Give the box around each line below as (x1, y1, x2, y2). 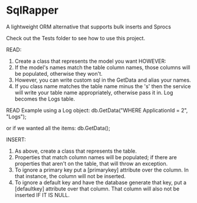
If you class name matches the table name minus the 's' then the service (14, 82, 191, 89)
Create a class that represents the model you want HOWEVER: (14, 57, 166, 65)
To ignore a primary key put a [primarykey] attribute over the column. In (14, 166, 189, 173)
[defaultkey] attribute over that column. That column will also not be (14, 185, 180, 192)
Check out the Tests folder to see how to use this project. (6, 34, 146, 41)
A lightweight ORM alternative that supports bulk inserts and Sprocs (6, 23, 171, 30)
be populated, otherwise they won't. (14, 70, 103, 77)
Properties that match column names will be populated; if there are (14, 153, 177, 160)
